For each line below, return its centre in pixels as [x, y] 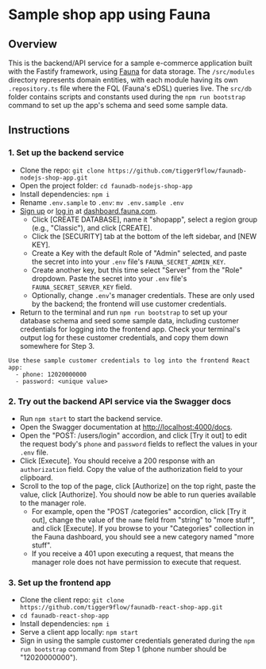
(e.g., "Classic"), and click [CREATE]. [92, 227]
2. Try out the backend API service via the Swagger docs [120, 401]
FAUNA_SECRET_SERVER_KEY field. [82, 287]
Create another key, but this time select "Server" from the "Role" [137, 270]
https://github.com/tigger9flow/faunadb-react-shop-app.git [121, 608]
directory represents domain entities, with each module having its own [123, 80]
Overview [33, 44]
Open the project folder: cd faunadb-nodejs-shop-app [106, 185]
